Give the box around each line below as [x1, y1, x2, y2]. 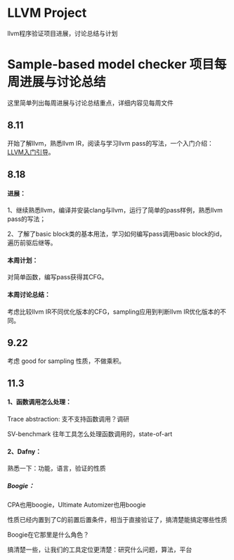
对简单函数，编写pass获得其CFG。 [7, 273, 108, 281]
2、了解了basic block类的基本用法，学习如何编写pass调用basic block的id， [7, 230, 226, 238]
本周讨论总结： [7, 291, 51, 299]
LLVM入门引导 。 [7, 148, 55, 156]
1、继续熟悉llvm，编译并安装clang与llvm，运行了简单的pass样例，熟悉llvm [7, 206, 223, 215]
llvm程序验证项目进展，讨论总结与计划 [7, 29, 118, 37]
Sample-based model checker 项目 [7, 56, 214, 72]
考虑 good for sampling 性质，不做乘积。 [7, 357, 125, 365]
